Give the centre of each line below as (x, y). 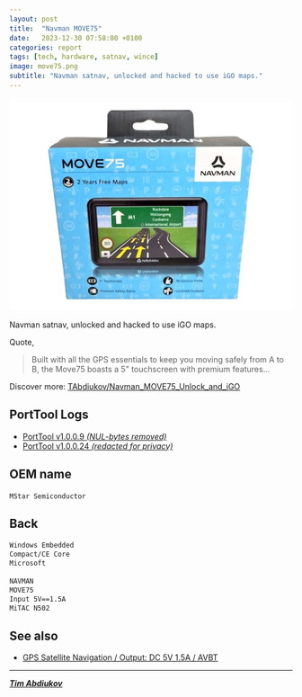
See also (34, 635)
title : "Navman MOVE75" (56, 28)
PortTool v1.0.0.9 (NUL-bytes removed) (94, 436)
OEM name (40, 474)
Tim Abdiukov (36, 684)
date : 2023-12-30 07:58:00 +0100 (76, 38)
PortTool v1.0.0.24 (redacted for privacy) (98, 446)
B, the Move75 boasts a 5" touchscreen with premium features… (151, 369)
